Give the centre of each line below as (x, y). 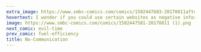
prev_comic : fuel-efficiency (42, 34)
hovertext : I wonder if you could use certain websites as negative (93, 17)
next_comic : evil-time (34, 28)
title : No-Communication (37, 39)
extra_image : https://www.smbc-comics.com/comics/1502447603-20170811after (103, 12)
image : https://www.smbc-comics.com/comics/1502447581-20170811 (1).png (99, 23)
